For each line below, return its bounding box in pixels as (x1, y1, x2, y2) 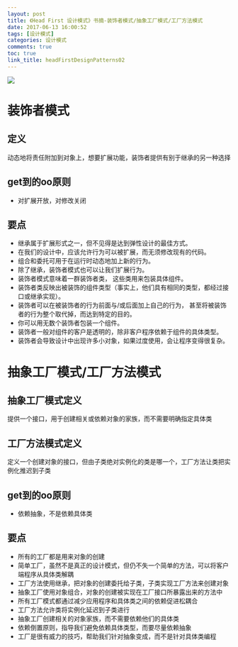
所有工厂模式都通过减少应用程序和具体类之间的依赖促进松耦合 (17, 597, 198, 605)
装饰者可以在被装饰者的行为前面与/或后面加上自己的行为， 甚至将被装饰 (17, 301, 227, 309)
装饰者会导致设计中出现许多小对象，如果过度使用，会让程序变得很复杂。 (17, 336, 229, 345)
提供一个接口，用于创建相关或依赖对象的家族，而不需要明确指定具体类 (7, 414, 212, 423)
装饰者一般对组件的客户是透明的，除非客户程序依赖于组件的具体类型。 (17, 328, 223, 336)
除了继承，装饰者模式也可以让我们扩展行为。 (17, 265, 149, 274)
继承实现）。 (30, 292, 65, 301)
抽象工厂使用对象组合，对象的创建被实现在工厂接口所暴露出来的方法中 (17, 587, 223, 596)
